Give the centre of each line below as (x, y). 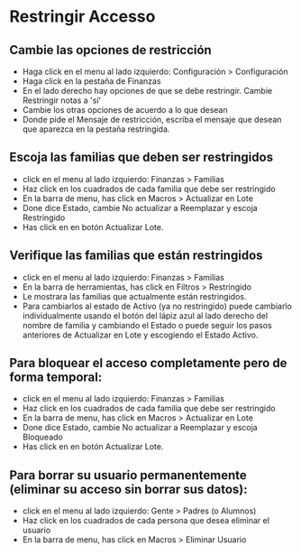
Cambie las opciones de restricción (110, 50)
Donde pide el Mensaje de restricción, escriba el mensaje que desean (152, 120)
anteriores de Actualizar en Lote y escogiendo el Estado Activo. (140, 335)
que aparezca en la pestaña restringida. (96, 129)
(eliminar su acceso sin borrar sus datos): (128, 489)
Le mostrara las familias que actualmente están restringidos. (134, 296)
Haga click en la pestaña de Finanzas (91, 81)
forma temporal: (56, 378)
